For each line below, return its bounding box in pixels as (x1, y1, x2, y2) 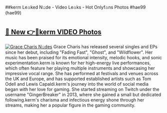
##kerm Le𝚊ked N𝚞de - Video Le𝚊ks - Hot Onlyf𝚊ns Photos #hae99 (5, 4, 146, 10)
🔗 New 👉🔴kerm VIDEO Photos (5, 28, 102, 36)
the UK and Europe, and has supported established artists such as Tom (5, 76, 152, 82)
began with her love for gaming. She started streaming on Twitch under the (5, 86, 160, 92)
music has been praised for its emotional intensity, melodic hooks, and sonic (5, 54, 162, 60)
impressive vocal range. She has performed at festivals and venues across (5, 70, 159, 76)
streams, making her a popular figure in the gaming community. (5, 102, 136, 108)
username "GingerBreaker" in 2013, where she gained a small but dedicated (5, 92, 162, 98)
